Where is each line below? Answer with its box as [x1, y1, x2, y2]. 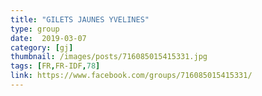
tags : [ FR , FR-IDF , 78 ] [10, 61, 101, 71]
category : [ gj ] [10, 42, 74, 53]
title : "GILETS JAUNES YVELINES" [10, 14, 150, 25]
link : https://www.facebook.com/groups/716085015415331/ [10, 71, 253, 81]
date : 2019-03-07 [10, 33, 87, 43]
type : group [10, 24, 60, 34]
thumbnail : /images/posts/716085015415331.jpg [10, 52, 208, 62]
